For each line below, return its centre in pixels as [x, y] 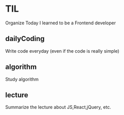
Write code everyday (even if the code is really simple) [62, 51]
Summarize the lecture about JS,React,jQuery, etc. [58, 107]
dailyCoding [25, 39]
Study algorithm [22, 79]
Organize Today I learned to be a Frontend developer [60, 23]
